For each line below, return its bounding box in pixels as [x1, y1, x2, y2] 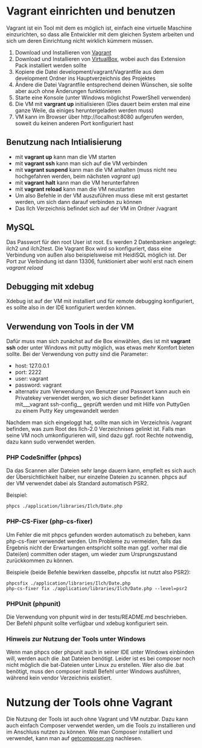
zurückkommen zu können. [6, 557, 74, 564]
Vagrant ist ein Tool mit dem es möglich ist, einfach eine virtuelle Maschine [6, 24, 192, 31]
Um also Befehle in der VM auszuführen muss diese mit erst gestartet [14, 192, 188, 199]
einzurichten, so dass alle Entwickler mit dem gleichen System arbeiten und [6, 30, 194, 38]
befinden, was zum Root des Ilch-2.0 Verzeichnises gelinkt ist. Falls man [6, 425, 186, 433]
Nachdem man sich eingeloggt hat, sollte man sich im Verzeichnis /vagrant [6, 419, 192, 426]
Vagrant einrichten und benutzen [6, 4, 176, 18]
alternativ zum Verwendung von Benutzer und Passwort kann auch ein [14, 388, 191, 395]
